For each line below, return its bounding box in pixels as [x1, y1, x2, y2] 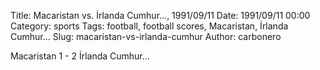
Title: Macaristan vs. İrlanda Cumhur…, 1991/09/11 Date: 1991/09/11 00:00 [10, 10, 311, 21]
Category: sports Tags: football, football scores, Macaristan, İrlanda [10, 20, 289, 32]
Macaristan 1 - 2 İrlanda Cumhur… [10, 50, 150, 62]
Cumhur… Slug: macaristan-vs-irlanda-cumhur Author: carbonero [10, 31, 282, 42]
